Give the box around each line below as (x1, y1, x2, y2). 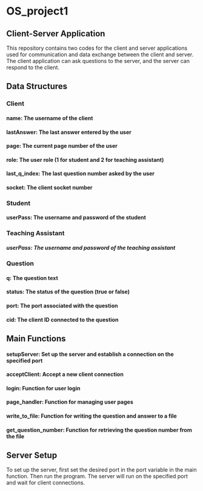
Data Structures (6, 81, 68, 92)
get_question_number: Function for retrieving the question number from (6, 426, 192, 433)
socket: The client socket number (6, 184, 93, 191)
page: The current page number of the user (6, 142, 118, 150)
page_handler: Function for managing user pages (6, 398, 133, 406)
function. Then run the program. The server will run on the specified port (6, 473, 188, 480)
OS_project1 (6, 4, 68, 18)
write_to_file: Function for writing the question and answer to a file (6, 412, 177, 419)
